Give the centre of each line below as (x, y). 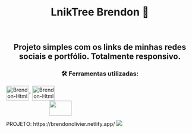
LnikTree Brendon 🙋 (100, 12)
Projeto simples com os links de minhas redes (100, 47)
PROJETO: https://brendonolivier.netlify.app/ (61, 123)
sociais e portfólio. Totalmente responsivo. (100, 57)
